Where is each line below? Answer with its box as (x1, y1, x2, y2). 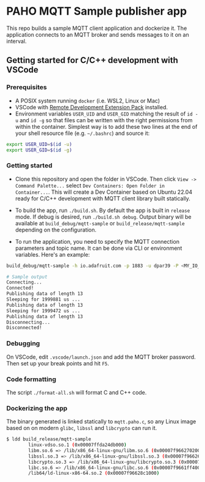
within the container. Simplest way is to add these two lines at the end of (15, 123, 198, 130)
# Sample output (6, 274, 48, 280)
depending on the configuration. (15, 226, 96, 233)
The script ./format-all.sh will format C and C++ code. (6, 389, 147, 396)
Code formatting (6, 374, 57, 383)
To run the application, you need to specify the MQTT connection (15, 238, 180, 245)
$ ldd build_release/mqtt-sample (6, 436, 92, 442)
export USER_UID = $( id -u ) (6, 141, 72, 147)
